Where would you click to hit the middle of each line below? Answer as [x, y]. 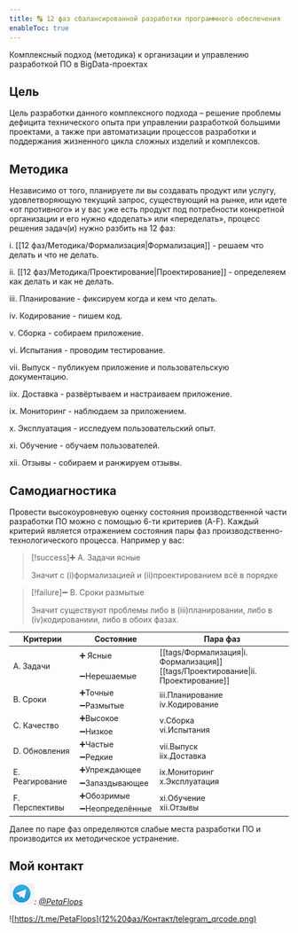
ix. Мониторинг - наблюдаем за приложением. [98, 412]
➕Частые [97, 744]
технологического [43, 540]
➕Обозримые [105, 796]
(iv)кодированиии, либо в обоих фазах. [105, 619]
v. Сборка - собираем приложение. [77, 333]
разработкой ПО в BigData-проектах [78, 64]
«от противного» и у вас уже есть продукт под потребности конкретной [147, 209]
